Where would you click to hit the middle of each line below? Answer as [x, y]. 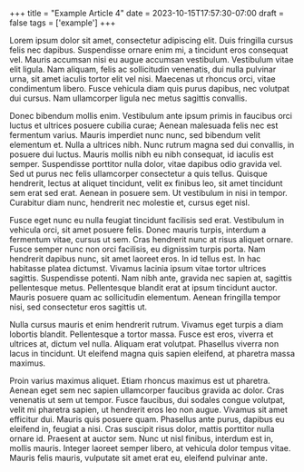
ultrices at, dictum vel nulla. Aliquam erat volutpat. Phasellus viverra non [144, 344]
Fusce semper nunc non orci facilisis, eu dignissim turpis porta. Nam [137, 249]
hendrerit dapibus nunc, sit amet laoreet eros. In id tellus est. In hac [135, 259]
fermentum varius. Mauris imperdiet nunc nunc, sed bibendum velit [135, 135]
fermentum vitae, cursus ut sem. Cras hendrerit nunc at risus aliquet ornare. [152, 239]
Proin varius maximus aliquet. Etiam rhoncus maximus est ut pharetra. [140, 381]
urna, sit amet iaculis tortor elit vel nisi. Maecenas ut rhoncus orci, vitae [142, 79]
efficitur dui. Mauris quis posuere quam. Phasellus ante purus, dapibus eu [147, 419]
